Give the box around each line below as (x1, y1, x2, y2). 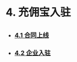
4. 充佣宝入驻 (5, 5, 72, 19)
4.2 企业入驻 (14, 49, 51, 57)
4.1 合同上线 (14, 31, 49, 39)
